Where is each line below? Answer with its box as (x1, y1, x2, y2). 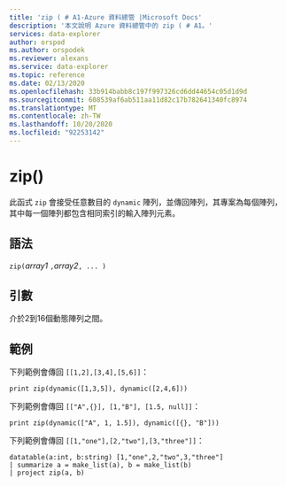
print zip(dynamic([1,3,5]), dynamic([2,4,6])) (9, 384, 189, 394)
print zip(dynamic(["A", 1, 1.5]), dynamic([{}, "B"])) (9, 419, 220, 428)
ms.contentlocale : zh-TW (9, 112, 101, 120)
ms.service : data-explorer (9, 63, 109, 72)
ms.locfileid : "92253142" (9, 128, 104, 137)
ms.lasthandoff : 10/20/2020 (9, 120, 113, 129)
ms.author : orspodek (9, 46, 86, 55)
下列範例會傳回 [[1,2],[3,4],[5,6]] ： (9, 366, 149, 377)
